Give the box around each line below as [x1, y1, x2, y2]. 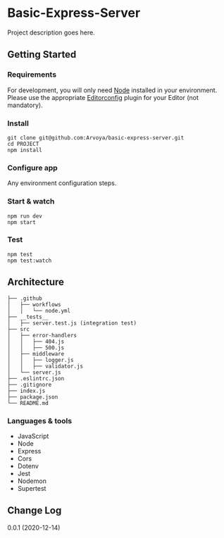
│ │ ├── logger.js [7, 356, 74, 363]
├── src [7, 325, 30, 332]
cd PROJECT [7, 140, 39, 147]
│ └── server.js [7, 368, 61, 376]
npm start [7, 218, 37, 226]
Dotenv [17, 461, 39, 470]
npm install [7, 146, 42, 154]
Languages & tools [7, 415, 73, 425]
